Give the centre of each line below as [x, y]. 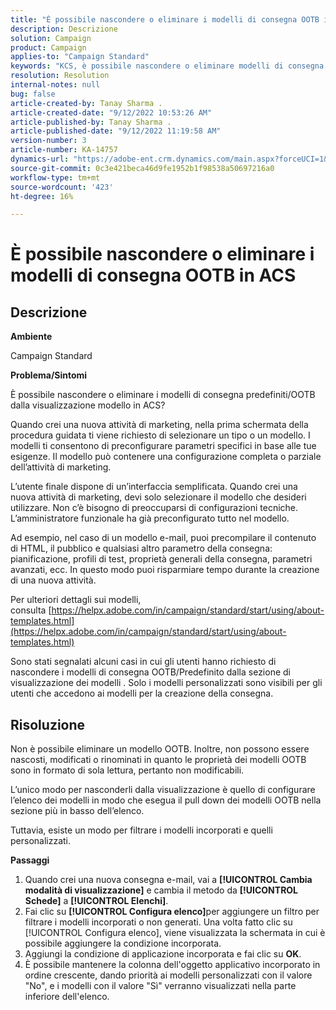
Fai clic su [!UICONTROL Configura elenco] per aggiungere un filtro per [172, 912]
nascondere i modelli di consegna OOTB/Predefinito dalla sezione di [150, 672]
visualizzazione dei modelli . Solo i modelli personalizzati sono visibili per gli [166, 683]
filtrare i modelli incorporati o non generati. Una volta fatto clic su [158, 922]
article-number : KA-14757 [64, 150]
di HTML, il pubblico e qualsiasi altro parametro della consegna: [141, 548]
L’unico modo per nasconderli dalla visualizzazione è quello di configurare [163, 790]
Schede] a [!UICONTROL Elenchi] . [96, 901]
